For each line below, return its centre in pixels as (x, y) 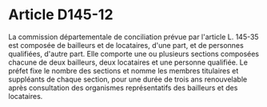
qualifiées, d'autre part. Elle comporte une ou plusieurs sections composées (134, 53)
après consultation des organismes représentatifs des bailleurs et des (123, 87)
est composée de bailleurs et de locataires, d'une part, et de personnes (126, 45)
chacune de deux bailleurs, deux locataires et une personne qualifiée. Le (128, 62)
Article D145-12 (61, 15)
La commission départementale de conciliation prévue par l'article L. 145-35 (133, 37)
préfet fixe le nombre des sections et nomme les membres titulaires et (124, 70)
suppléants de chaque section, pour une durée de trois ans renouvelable (128, 79)
